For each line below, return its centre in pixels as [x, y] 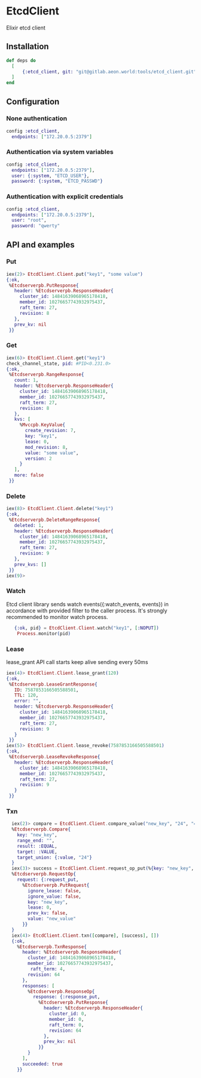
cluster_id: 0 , [68, 1014]
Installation [28, 47]
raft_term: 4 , [48, 969]
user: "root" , [29, 221]
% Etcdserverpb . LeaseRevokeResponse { [54, 757]
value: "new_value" [52, 919]
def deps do [21, 60]
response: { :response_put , [66, 997]
